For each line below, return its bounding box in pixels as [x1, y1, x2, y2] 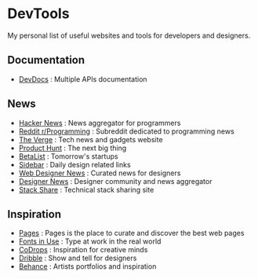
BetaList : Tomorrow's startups [18, 151, 118, 161]
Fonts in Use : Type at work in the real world [18, 237, 162, 246]
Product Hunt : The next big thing [18, 143, 127, 152]
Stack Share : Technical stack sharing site [18, 185, 154, 194]
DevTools [7, 5, 70, 23]
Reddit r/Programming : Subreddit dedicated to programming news [18, 127, 234, 136]
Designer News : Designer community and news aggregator [18, 176, 213, 185]
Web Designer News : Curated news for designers [18, 168, 181, 178]
